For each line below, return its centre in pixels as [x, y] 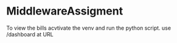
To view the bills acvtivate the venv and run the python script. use [89, 28]
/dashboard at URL [30, 34]
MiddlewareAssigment [65, 11]
